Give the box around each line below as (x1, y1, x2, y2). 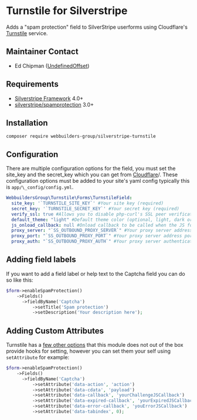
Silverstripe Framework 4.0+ (14, 95, 84, 102)
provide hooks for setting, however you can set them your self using (6, 347, 171, 355)
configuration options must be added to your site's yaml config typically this (6, 177, 190, 185)
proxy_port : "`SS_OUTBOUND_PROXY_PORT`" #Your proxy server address (11, 233, 182, 239)
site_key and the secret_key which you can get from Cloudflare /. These (6, 171, 178, 178)
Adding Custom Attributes (6, 326, 104, 336)
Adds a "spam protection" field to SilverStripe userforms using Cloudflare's (6, 23, 188, 30)
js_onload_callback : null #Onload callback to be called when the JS (11, 222, 185, 228)
